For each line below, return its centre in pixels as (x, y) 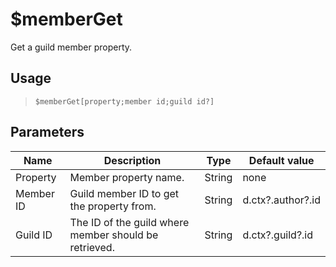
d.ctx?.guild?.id (278, 235)
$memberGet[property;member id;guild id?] (124, 101)
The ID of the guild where (129, 222)
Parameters (47, 132)
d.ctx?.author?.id (281, 200)
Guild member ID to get (124, 193)
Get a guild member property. (71, 47)
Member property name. (127, 177)
